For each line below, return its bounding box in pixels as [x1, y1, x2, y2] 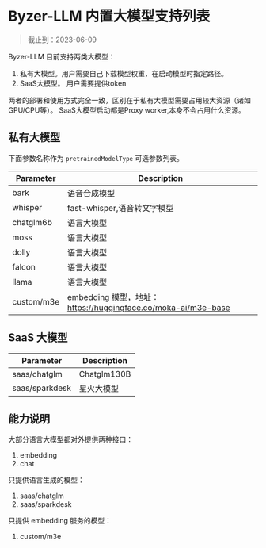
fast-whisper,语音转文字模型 [66, 202, 174, 213]
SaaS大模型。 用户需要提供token [19, 79, 127, 88]
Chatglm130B [78, 368, 131, 379]
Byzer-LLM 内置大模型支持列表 [8, 7, 211, 25]
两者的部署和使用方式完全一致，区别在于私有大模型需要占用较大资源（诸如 [8, 95, 251, 105]
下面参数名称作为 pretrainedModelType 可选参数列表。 [8, 153, 184, 163]
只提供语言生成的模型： [8, 475, 85, 485]
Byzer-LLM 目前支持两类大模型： [8, 52, 116, 61]
